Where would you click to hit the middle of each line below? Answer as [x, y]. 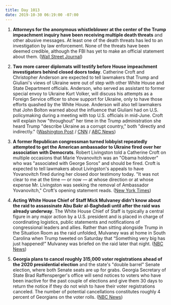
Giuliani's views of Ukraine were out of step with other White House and [88, 83]
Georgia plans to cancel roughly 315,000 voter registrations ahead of [87, 259]
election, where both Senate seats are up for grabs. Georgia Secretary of [89, 270]
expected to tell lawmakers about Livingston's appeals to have [78, 169]
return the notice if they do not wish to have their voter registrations [84, 286]
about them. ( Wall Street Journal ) [47, 56]
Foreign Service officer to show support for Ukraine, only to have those [87, 99]
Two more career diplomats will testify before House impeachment [85, 66]
